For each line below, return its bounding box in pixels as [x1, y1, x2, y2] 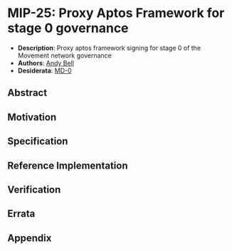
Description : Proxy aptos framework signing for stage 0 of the [17, 43, 201, 52]
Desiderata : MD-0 [17, 66, 73, 75]
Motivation [7, 111, 57, 123]
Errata [7, 208, 36, 220]
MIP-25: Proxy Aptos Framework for [7, 5, 225, 21]
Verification [7, 183, 61, 196]
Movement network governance [17, 51, 112, 60]
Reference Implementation [7, 159, 128, 171]
